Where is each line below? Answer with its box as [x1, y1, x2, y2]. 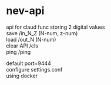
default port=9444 [6, 60, 52, 67]
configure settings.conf [6, 66, 63, 73]
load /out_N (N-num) [6, 36, 56, 43]
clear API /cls [6, 42, 38, 49]
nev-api [6, 4, 45, 18]
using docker [6, 72, 38, 79]
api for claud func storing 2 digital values [6, 23, 105, 30]
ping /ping [6, 48, 31, 55]
